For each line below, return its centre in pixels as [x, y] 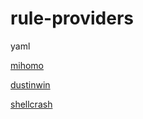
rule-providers [72, 18]
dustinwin [30, 84]
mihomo [27, 65]
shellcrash [31, 104]
